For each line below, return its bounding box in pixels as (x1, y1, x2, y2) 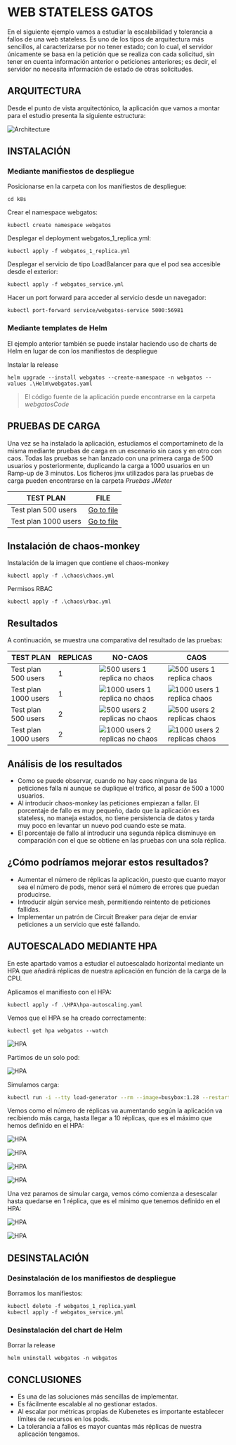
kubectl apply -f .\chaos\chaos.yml (7, 572, 114, 580)
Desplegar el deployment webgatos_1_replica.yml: (7, 234, 152, 242)
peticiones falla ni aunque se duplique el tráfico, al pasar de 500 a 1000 (17, 784, 225, 792)
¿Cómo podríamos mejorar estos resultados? (7, 857, 209, 869)
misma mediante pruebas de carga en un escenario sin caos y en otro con (7, 446, 223, 455)
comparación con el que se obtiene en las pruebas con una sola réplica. (17, 836, 226, 844)
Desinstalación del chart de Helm (7, 1326, 123, 1335)
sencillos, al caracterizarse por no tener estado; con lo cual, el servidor (7, 42, 213, 51)
